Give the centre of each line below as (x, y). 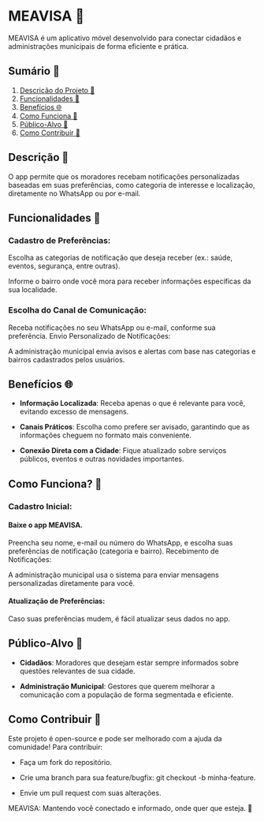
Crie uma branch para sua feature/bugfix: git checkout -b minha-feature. (138, 778)
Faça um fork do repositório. (66, 762)
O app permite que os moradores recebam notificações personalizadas (124, 176)
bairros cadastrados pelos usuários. (67, 359)
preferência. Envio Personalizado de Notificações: (89, 336)
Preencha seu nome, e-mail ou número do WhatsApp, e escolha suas (121, 542)
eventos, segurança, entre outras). (64, 266)
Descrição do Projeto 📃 (57, 90)
